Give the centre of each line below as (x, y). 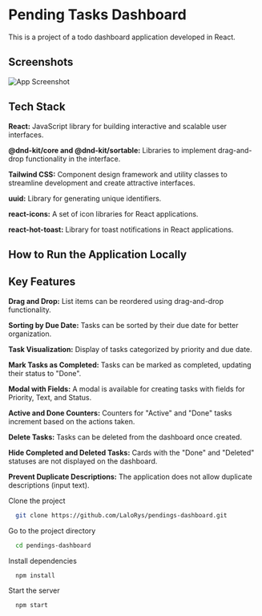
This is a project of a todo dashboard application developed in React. (122, 37)
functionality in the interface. (73, 159)
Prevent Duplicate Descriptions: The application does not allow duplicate (130, 476)
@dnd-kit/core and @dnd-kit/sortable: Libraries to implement (112, 150)
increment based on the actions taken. (72, 421)
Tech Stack (37, 107)
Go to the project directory (52, 530)
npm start (32, 606)
